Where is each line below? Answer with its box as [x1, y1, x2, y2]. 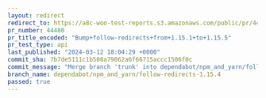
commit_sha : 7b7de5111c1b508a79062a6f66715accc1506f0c [7, 56, 193, 64]
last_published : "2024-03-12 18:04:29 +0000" [7, 48, 160, 56]
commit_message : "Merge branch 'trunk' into [7, 63, 157, 71]
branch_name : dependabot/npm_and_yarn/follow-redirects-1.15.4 [7, 70, 222, 78]
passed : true [7, 77, 51, 85]
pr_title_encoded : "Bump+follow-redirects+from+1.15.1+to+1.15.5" [7, 33, 232, 42]
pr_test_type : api [7, 41, 68, 49]
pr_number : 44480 [7, 26, 65, 34]
